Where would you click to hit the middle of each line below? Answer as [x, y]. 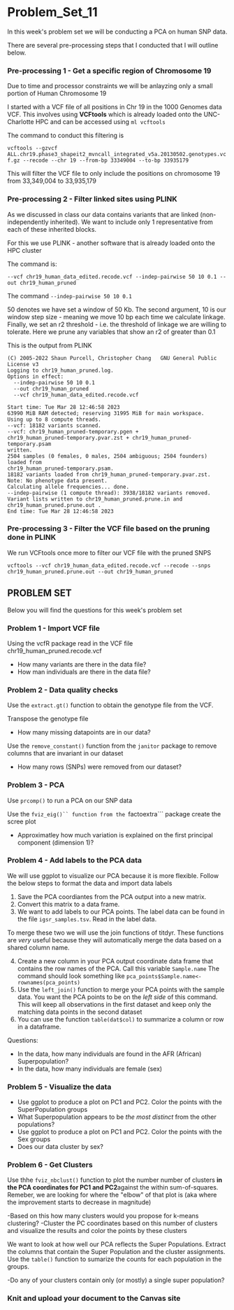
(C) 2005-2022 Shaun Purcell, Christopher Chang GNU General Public [112, 358]
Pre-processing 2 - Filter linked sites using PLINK [93, 199]
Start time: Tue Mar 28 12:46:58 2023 [64, 407]
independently [28, 222]
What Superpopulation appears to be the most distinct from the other [117, 1117]
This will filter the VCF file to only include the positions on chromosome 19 [114, 174]
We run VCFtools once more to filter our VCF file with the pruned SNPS [109, 552]
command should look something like [71, 976]
